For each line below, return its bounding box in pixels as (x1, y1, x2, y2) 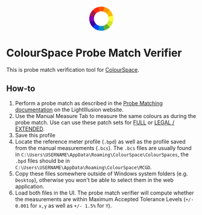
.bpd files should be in (14, 157, 71, 164)
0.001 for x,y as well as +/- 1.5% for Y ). (14, 202, 112, 209)
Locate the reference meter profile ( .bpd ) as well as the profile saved (14, 138, 186, 145)
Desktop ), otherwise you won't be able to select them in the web (14, 176, 174, 184)
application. (14, 182, 45, 190)
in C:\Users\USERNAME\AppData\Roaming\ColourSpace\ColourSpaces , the (14, 151, 189, 158)
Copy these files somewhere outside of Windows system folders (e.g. (14, 170, 188, 177)
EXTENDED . (14, 125, 45, 132)
